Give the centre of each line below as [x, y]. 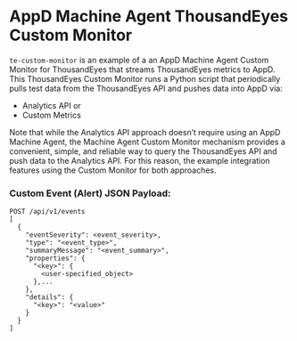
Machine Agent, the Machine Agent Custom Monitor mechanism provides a [147, 142]
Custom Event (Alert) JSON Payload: [90, 193]
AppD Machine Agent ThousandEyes [149, 16]
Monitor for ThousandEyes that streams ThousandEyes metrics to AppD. [142, 69]
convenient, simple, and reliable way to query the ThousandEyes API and [144, 151]
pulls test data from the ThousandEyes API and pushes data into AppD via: [146, 88]
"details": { [49, 297]
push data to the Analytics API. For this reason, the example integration [140, 160]
